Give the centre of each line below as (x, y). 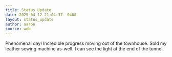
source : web (18, 29)
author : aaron (20, 24)
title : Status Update (28, 10)
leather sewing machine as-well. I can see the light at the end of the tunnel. (85, 49)
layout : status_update (29, 19)
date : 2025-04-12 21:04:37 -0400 (41, 15)
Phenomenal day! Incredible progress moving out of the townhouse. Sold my (86, 43)
